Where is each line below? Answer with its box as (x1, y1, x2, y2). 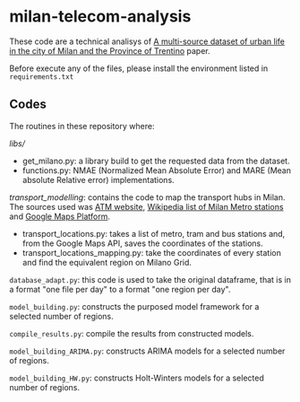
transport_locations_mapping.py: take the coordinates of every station (21, 247, 282, 258)
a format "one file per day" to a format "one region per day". (9, 284, 231, 294)
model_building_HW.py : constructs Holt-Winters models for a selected (9, 372, 264, 383)
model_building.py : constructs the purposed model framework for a (9, 301, 260, 311)
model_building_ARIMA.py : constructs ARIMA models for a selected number (9, 345, 286, 356)
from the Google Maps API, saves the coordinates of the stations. (21, 238, 263, 249)
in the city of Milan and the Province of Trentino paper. (9, 45, 210, 56)
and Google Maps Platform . (9, 211, 110, 222)
